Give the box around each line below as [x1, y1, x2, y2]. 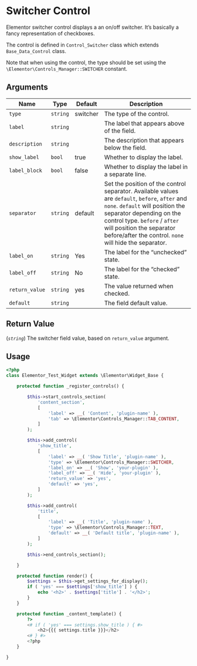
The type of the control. [104, 110, 169, 118]
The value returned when [104, 281, 174, 290]
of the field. [104, 127, 136, 135]
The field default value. [104, 299, 168, 307]
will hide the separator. [104, 238, 167, 247]
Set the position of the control [104, 180, 186, 188]
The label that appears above [104, 119, 185, 127]
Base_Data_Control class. [6, 47, 66, 54]
